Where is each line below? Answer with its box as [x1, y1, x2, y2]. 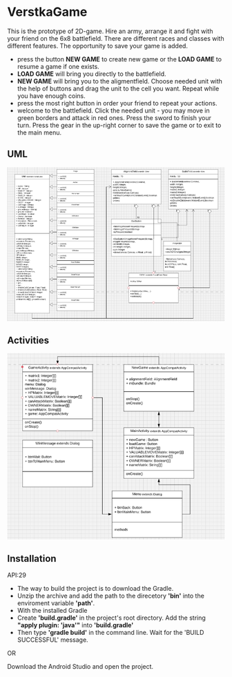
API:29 [7, 571, 26, 580]
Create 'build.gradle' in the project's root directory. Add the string [17, 614, 206, 622]
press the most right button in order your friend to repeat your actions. [17, 99, 217, 107]
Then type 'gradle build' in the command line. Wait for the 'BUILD [17, 629, 204, 637]
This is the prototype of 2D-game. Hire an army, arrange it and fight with [7, 27, 213, 35]
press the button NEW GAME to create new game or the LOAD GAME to [17, 55, 222, 63]
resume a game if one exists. [17, 62, 100, 70]
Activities [7, 335, 50, 346]
